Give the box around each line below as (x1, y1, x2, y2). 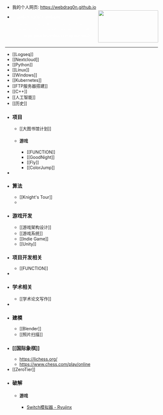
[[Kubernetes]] (12, 77, 42, 83)
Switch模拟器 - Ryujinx (26, 404, 72, 410)
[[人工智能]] (12, 94, 36, 100)
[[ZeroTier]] (12, 367, 35, 373)
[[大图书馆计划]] (19, 126, 52, 132)
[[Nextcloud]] (12, 57, 39, 62)
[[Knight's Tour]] (19, 194, 52, 200)
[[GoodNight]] (26, 154, 55, 160)
